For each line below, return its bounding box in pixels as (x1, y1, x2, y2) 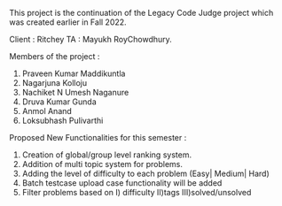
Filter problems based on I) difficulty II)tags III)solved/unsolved (21, 187, 252, 197)
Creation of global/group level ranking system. (21, 149, 192, 160)
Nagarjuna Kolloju (21, 78, 87, 88)
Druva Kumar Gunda (21, 96, 98, 107)
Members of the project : (9, 51, 100, 61)
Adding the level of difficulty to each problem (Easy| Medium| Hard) (21, 168, 270, 179)
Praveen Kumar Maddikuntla (21, 68, 126, 79)
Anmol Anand (21, 106, 73, 116)
